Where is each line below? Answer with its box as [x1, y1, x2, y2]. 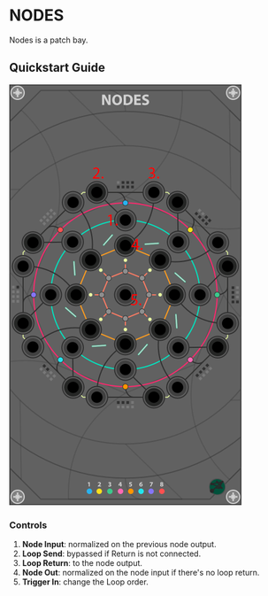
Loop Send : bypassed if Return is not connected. [21, 548, 202, 559]
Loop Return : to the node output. [21, 558, 143, 569]
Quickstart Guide [9, 60, 106, 75]
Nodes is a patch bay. [9, 35, 88, 45]
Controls [9, 519, 48, 531]
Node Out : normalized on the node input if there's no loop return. [21, 568, 260, 578]
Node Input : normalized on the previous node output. [21, 539, 217, 550]
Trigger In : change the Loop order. [21, 577, 149, 587]
